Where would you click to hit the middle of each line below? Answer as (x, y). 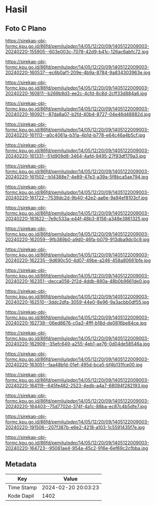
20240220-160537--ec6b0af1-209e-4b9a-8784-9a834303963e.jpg (78, 72)
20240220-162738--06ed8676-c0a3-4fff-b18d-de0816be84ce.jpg (76, 323)
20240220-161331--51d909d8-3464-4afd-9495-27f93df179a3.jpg (76, 156)
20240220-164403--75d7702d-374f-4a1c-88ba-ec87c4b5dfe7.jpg (76, 406)
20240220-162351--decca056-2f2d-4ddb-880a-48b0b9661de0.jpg (77, 281)
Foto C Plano (26, 29)
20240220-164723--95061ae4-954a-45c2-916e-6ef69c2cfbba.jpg (77, 448)
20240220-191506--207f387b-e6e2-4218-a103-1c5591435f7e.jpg (75, 427)
